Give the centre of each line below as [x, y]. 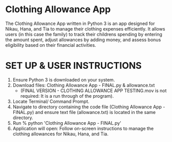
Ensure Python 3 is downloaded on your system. [64, 79]
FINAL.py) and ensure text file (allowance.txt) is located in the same [84, 112]
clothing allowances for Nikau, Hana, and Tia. [60, 134]
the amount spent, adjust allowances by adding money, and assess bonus [83, 40]
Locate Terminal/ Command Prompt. [51, 101]
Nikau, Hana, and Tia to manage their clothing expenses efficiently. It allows [85, 29]
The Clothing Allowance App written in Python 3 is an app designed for [80, 23]
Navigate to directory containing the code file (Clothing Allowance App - [89, 107]
